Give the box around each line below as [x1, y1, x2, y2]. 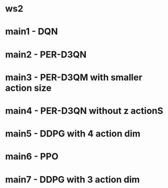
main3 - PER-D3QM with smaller [5, 71, 143, 83]
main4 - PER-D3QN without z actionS [5, 105, 163, 116]
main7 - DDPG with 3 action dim [5, 173, 140, 185]
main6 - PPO [5, 151, 59, 162]
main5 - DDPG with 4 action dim [5, 128, 140, 139]
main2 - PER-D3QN [5, 48, 87, 60]
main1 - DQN [5, 26, 58, 37]
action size [5, 82, 52, 93]
